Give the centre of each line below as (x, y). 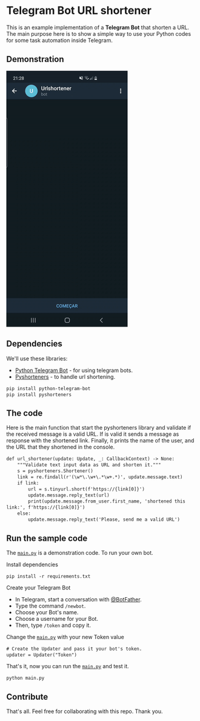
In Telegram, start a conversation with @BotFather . (78, 600)
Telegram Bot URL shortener (79, 11)
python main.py (25, 678)
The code (25, 413)
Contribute (27, 696)
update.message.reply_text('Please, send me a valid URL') (104, 520)
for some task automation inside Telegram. (60, 40)
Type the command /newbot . (50, 606)
